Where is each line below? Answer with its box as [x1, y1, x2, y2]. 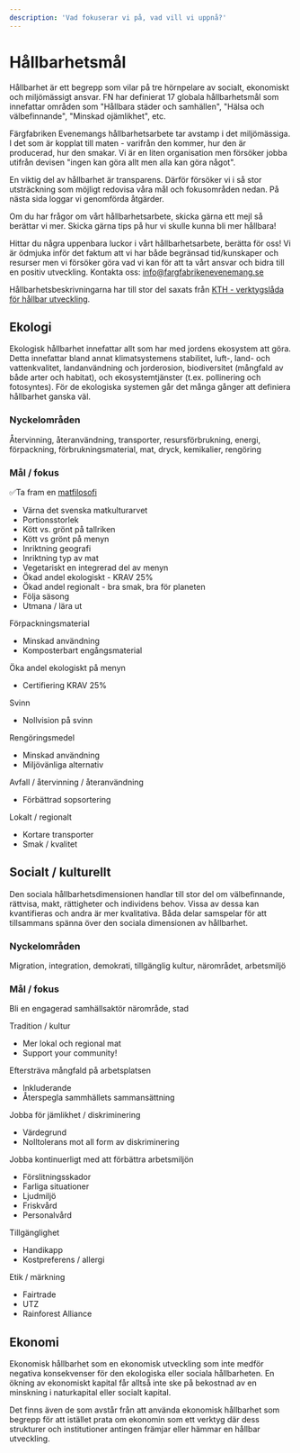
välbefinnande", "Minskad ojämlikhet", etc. [9, 110, 166, 122]
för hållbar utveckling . [9, 294, 91, 304]
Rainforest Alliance [22, 1308, 93, 1320]
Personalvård [22, 1210, 72, 1221]
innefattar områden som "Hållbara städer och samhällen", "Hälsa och [9, 101, 265, 112]
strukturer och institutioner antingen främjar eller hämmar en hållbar [9, 1424, 260, 1435]
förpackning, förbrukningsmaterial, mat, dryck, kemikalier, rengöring [9, 443, 262, 455]
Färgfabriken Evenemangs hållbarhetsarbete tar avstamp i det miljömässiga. [9, 128, 291, 139]
